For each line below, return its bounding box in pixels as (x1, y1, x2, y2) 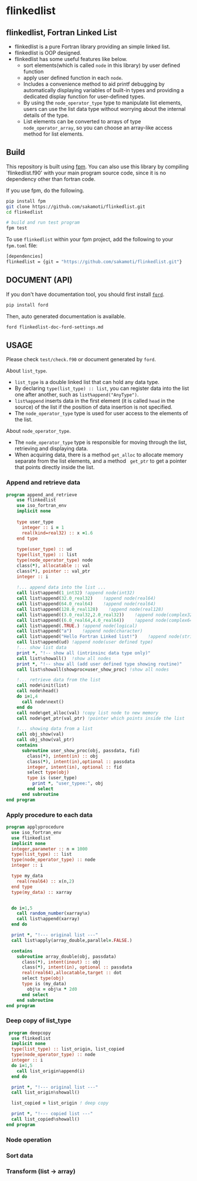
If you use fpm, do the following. (6, 187, 84, 194)
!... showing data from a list (16, 726, 93, 732)
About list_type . (6, 367, 47, 374)
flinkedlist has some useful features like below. (14, 56, 128, 62)
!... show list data (16, 645, 67, 651)
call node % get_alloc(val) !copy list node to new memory (16, 709, 159, 716)
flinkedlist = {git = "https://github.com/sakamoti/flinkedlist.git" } (6, 259, 182, 265)
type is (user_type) (27, 775, 77, 781)
